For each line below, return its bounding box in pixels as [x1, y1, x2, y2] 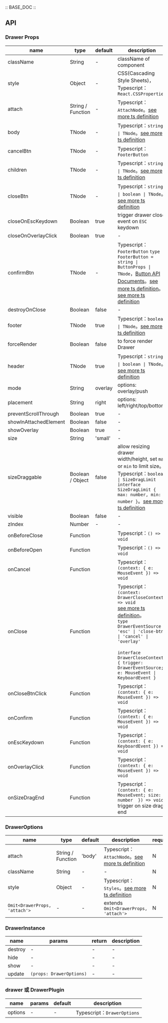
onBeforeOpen [7, 546, 42, 553]
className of [117, 55, 150, 62]
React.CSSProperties [117, 91, 166, 97]
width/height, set [117, 455, 157, 462]
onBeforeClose [7, 532, 43, 539]
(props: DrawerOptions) [30, 971, 87, 977]
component [117, 61, 144, 68]
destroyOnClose [7, 306, 46, 313]
